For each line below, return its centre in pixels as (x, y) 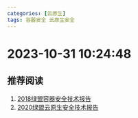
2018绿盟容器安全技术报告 (54, 98)
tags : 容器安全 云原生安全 (41, 20)
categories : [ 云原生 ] (36, 13)
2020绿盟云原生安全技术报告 (58, 107)
